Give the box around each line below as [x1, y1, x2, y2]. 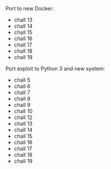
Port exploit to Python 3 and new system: [5, 65, 105, 72]
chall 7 [14, 89, 31, 96]
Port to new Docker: [5, 5, 54, 12]
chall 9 [14, 102, 31, 108]
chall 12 [14, 114, 33, 121]
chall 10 [14, 108, 33, 114]
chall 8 [14, 95, 31, 102]
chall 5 [14, 76, 31, 83]
